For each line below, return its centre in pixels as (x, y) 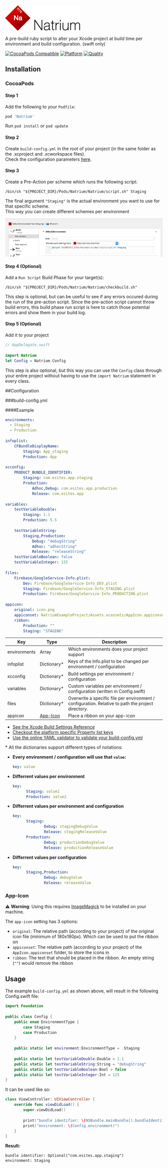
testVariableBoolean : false (43, 557)
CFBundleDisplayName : (36, 446)
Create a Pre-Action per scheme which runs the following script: (71, 182)
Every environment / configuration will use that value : (69, 757)
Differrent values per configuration (49, 857)
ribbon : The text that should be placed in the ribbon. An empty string (83, 958)
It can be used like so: (28, 1089)
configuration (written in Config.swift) (107, 691)
